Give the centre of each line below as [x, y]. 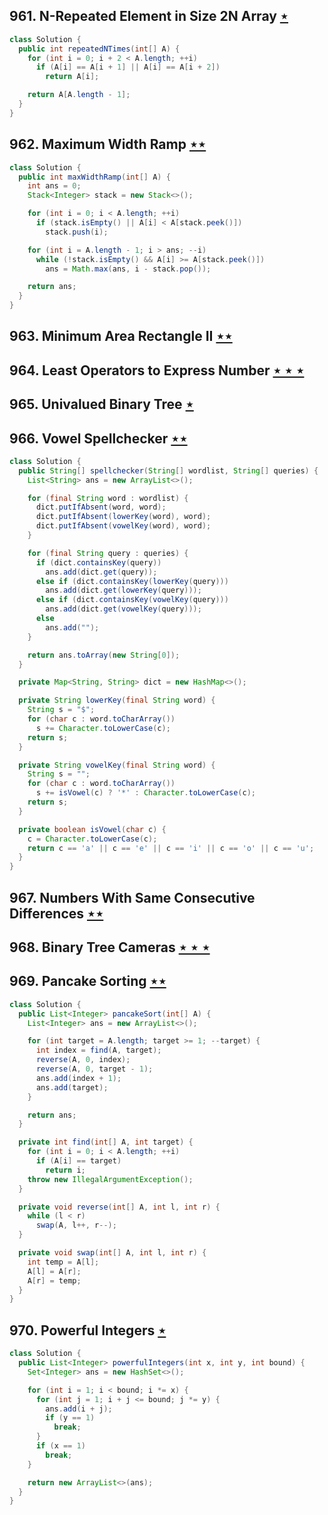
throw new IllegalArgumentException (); [110, 1179]
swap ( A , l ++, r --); [76, 1225]
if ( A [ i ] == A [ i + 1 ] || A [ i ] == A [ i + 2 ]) [128, 67]
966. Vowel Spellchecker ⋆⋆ [98, 438]
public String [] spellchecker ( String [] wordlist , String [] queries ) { [168, 470]
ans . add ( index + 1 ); [78, 1078]
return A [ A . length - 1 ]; [79, 95]
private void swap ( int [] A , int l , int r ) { [112, 1253]
